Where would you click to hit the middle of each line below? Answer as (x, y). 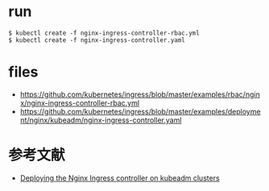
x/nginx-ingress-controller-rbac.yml (79, 102)
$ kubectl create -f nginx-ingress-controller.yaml (97, 40)
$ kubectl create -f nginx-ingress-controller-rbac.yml (104, 33)
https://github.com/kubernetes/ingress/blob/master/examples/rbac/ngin (140, 94)
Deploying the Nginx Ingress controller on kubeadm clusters (120, 178)
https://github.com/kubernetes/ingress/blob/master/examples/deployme (140, 111)
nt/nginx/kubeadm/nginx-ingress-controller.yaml (101, 120)
